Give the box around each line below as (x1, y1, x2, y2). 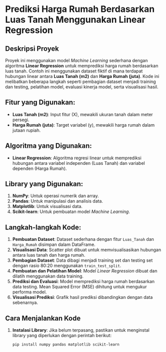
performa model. (12, 289, 47, 295)
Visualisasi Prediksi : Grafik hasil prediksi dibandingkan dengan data (12, 294, 153, 300)
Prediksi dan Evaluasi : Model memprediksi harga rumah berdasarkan (12, 279, 155, 284)
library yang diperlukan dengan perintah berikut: (12, 333, 112, 339)
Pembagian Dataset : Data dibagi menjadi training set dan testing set (12, 257, 153, 264)
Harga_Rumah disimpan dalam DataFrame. (12, 242, 96, 248)
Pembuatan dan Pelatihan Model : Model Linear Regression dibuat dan (12, 268, 158, 274)
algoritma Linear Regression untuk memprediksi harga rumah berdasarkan (5, 63, 159, 69)
